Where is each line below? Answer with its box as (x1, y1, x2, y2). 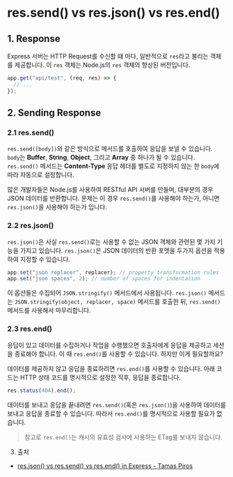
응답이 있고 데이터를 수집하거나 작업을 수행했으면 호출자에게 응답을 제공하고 (7, 340, 212, 349)
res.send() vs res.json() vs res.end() (7, 5, 220, 21)
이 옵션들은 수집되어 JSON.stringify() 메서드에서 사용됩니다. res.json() (7, 289, 207, 297)
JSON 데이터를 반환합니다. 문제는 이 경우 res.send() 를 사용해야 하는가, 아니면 (7, 194, 220, 203)
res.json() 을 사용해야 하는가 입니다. (7, 203, 108, 211)
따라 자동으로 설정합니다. (7, 171, 74, 179)
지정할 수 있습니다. (19, 255, 71, 263)
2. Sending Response (7, 107, 102, 119)
